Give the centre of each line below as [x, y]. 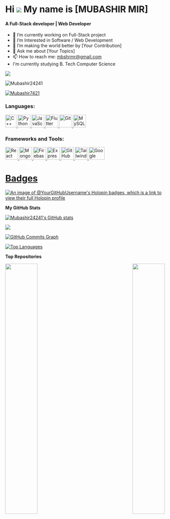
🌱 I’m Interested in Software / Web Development [62, 40]
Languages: [20, 106]
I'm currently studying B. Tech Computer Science [64, 64]
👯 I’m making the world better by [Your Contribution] [67, 46]
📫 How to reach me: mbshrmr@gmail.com [57, 57]
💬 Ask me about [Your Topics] [44, 51]
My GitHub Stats [23, 208]
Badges [22, 179]
